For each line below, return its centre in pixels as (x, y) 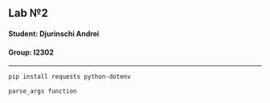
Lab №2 (28, 13)
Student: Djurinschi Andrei (54, 33)
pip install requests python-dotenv (70, 77)
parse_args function (43, 92)
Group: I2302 (31, 52)
